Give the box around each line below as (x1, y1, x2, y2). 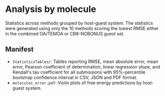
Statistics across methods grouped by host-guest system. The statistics (5, 20, 153, 26)
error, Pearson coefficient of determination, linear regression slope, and (12, 63, 160, 69)
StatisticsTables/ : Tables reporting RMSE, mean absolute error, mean (12, 58, 158, 64)
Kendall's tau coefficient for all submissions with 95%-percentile (12, 69, 146, 75)
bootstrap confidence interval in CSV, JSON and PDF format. (12, 74, 137, 80)
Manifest (5, 45, 34, 53)
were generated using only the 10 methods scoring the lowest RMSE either (5, 25, 159, 31)
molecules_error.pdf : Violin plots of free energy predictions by (12, 79, 142, 85)
